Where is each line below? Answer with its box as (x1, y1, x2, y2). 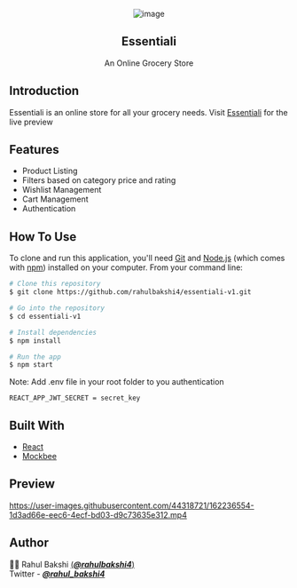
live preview (9, 116, 53, 127)
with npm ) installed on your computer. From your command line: (9, 262, 244, 273)
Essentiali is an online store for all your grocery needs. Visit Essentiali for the (9, 107, 288, 117)
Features (9, 142, 59, 157)
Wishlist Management (21, 185, 102, 195)
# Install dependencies (9, 328, 98, 337)
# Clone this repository (9, 280, 101, 289)
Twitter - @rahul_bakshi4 (9, 568, 106, 579)
